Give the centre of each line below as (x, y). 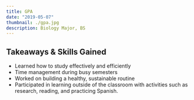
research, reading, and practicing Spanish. (66, 91)
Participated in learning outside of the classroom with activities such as (101, 85)
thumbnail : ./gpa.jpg (33, 22)
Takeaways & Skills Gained (56, 51)
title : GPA (19, 11)
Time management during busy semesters (66, 72)
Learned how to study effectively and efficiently (73, 66)
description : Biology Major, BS (46, 28)
